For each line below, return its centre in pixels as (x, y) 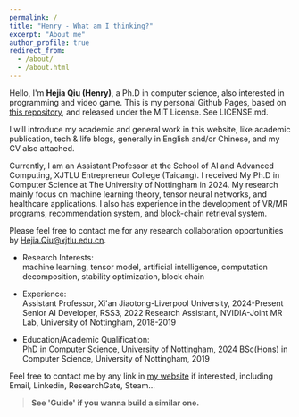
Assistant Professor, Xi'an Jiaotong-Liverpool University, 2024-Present (153, 303)
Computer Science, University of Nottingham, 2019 (116, 358)
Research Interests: (58, 257)
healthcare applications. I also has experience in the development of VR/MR (149, 203)
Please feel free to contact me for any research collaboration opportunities (146, 230)
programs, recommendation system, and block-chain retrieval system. (138, 213)
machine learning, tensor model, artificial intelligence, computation (145, 267)
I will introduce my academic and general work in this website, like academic (150, 129)
